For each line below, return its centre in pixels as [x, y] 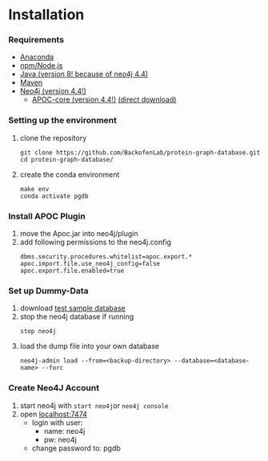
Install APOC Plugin [47, 216]
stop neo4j [38, 331]
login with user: [57, 423]
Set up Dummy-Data [49, 291]
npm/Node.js [41, 66]
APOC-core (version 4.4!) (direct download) [104, 100]
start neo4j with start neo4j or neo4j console [94, 405]
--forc [52, 368]
